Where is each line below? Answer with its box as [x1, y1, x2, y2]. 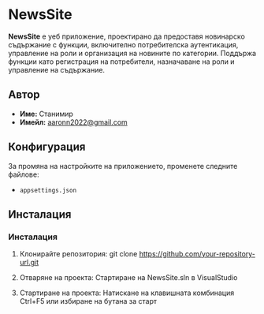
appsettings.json [19, 186, 77, 194]
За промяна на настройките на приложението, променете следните [8, 161, 238, 170]
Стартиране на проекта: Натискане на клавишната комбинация [19, 288, 235, 297]
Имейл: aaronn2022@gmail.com [19, 117, 128, 127]
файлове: [8, 170, 39, 179]
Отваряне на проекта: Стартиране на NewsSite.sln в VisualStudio [19, 273, 238, 282]
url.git [19, 258, 39, 267]
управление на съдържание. [8, 65, 105, 74]
